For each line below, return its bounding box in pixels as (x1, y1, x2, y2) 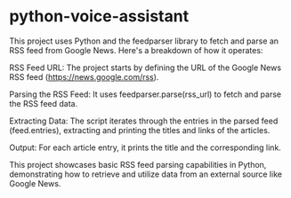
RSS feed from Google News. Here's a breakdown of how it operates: (9, 44, 263, 55)
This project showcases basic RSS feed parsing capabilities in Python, (9, 159, 267, 170)
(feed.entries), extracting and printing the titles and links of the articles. (9, 124, 271, 135)
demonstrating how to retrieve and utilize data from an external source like (9, 169, 283, 179)
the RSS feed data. (9, 98, 78, 108)
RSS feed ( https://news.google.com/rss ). (9, 71, 159, 82)
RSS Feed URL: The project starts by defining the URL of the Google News (9, 62, 282, 73)
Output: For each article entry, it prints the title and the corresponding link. (9, 142, 282, 153)
